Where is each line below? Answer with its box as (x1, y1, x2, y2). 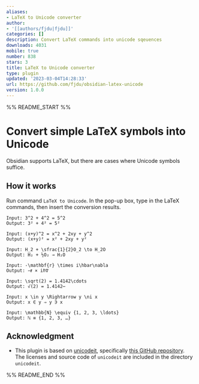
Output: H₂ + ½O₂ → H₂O (6, 252, 66, 258)
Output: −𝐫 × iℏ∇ (6, 267, 49, 273)
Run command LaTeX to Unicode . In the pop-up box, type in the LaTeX (6, 197, 180, 204)
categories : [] (6, 31, 44, 37)
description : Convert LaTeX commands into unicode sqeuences (6, 37, 162, 43)
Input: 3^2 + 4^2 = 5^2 (6, 215, 66, 221)
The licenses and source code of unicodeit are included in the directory (14, 353, 193, 361)
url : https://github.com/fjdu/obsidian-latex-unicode (6, 82, 144, 88)
